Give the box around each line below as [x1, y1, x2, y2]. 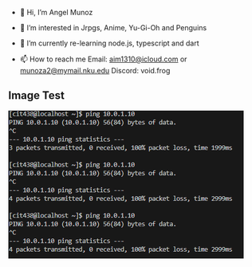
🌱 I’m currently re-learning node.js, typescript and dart [19, 38, 199, 48]
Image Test [8, 88, 65, 103]
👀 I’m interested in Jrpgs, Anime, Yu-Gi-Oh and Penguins [19, 23, 207, 32]
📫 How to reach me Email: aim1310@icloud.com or [19, 54, 187, 64]
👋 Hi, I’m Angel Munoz [19, 8, 93, 17]
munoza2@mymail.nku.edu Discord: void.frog [19, 66, 171, 75]
